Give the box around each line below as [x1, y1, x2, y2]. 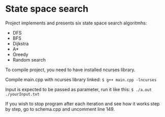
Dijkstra [12, 40, 29, 46]
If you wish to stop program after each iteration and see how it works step [5, 100, 160, 107]
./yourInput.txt [5, 92, 40, 97]
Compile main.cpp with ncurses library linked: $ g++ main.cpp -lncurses [5, 76, 157, 82]
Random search [12, 56, 46, 63]
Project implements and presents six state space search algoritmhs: [5, 20, 147, 26]
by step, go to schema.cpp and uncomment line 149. [5, 106, 115, 112]
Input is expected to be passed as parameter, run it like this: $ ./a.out [5, 86, 152, 92]
